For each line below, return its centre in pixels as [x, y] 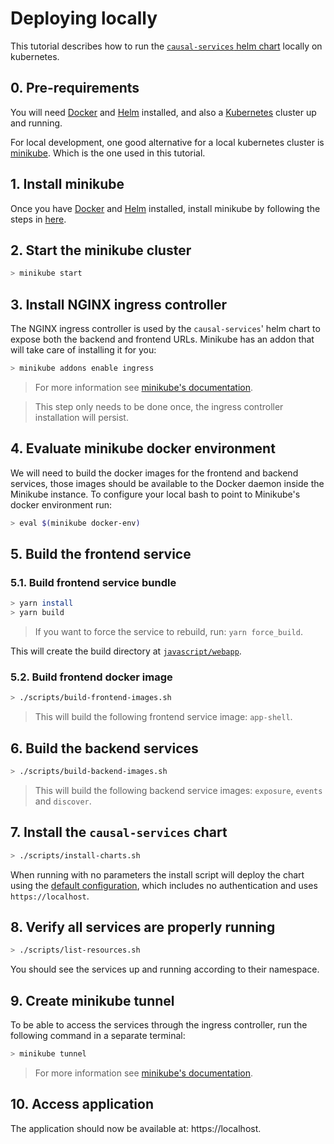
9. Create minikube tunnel [92, 1000]
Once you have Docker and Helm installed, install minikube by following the [165, 208]
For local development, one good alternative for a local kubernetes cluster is [167, 142]
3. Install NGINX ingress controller [119, 304]
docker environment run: [61, 504]
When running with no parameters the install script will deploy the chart [157, 874]
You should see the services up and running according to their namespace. [165, 969]
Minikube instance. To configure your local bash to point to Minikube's [155, 494]
